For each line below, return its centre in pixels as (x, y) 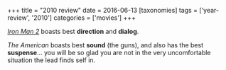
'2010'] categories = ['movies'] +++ (84, 18)
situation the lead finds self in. (52, 60)
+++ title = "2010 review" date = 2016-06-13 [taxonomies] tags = (102, 10)
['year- (209, 10)
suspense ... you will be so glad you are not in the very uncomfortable (109, 53)
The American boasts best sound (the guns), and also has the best (106, 45)
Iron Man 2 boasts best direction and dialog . (73, 31)
